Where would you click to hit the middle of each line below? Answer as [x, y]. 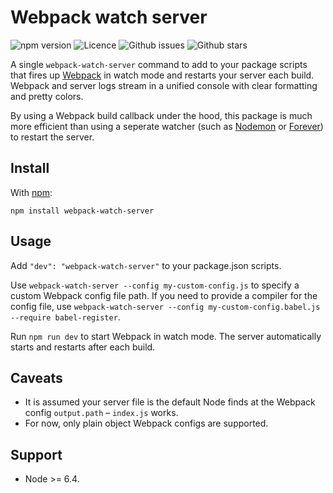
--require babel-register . [65, 317]
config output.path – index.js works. [101, 413]
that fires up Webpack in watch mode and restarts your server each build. [162, 75]
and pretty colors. [47, 96]
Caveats [36, 377]
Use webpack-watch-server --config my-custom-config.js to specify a [155, 285]
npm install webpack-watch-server [82, 211]
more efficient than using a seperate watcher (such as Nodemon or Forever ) [167, 126]
